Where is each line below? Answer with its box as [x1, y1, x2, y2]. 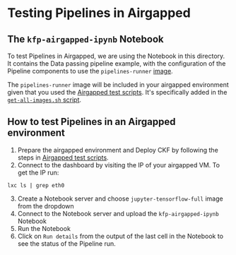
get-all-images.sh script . [7, 95, 82, 104]
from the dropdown [17, 201, 74, 210]
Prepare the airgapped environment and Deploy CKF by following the [17, 146, 219, 154]
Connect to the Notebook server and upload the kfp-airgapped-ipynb [17, 209, 219, 218]
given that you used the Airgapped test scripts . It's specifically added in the [7, 88, 228, 96]
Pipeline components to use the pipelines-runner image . [7, 67, 173, 75]
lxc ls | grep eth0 [7, 182, 65, 189]
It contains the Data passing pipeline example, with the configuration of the [7, 59, 226, 68]
